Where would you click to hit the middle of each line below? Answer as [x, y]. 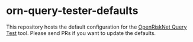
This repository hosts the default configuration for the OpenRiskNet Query [96, 27]
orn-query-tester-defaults [72, 11]
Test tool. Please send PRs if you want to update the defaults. [81, 33]
